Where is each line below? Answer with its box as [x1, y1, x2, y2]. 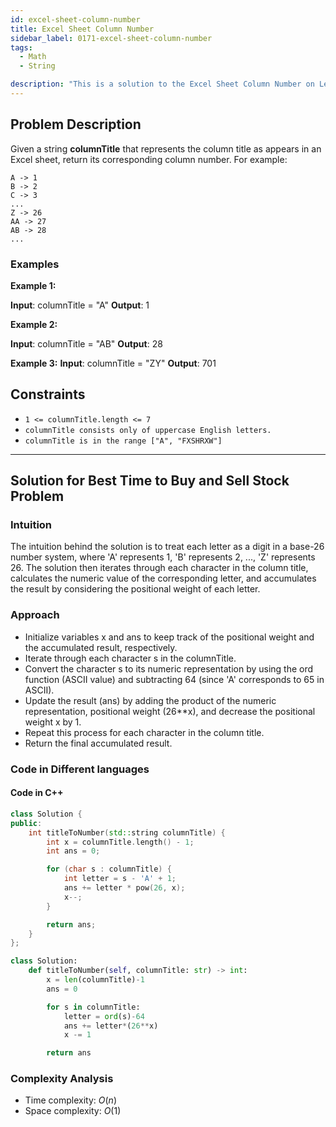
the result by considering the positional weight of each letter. [10, 583, 261, 595]
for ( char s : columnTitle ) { [46, 864, 172, 875]
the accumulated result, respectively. [24, 641, 178, 653]
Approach [10, 608, 60, 622]
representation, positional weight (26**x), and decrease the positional [24, 705, 316, 717]
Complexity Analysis [10, 1072, 114, 1086]
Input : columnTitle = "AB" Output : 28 [10, 337, 163, 350]
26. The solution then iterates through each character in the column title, [10, 562, 309, 574]
